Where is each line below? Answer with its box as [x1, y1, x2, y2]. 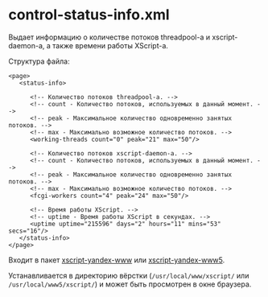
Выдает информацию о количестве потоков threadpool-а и [8, 32, 211, 42]
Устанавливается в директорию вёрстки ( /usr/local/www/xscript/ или [8, 270, 249, 280]
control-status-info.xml [8, 6, 171, 24]
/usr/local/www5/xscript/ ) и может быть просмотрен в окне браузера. [8, 279, 252, 289]
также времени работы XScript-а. [52, 40, 169, 50]
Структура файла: [8, 56, 70, 66]
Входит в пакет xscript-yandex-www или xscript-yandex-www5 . [8, 255, 225, 265]
